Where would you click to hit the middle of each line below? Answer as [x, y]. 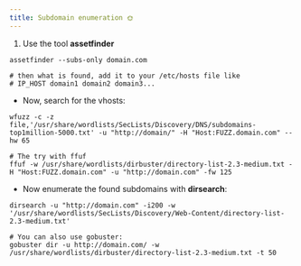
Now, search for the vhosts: [74, 100]
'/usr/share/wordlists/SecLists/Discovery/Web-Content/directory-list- [147, 213]
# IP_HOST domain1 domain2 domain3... [82, 83]
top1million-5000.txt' [52, 133]
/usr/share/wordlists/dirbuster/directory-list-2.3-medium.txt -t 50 [143, 252]
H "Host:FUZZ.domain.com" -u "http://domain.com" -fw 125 [121, 172]
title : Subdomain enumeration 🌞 [71, 18]
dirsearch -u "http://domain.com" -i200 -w [93, 205]
